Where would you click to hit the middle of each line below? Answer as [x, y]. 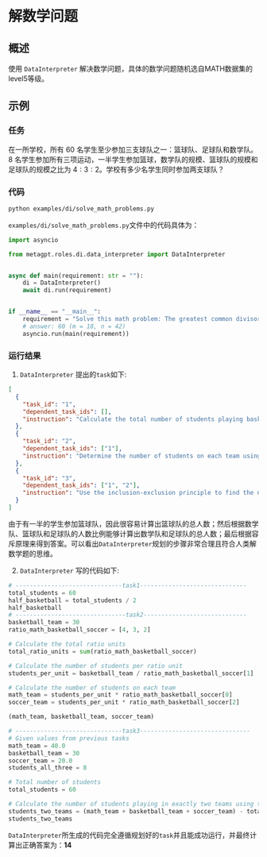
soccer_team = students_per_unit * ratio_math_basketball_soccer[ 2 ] [124, 703]
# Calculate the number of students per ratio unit [95, 666]
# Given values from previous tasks [69, 738]
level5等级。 [29, 79]
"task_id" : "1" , [50, 404]
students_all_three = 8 [48, 768]
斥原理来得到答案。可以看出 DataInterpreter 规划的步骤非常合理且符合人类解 [132, 543]
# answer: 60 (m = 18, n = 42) [74, 326]
